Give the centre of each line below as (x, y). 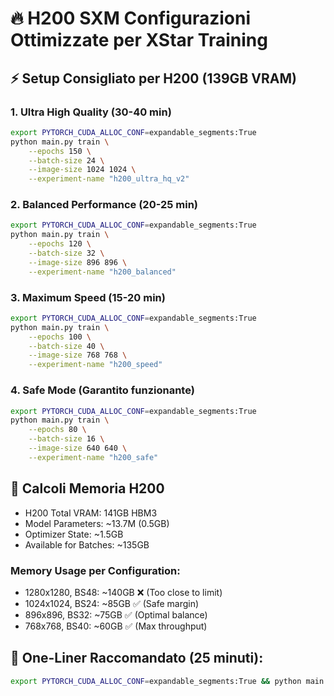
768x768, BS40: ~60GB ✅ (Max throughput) (116, 626)
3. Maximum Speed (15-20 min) (88, 297)
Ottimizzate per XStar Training (139, 40)
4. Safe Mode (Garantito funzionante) (102, 390)
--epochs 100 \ (60, 337)
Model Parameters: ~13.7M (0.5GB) (97, 523)
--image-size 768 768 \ (78, 355)
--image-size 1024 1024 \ (82, 170)
